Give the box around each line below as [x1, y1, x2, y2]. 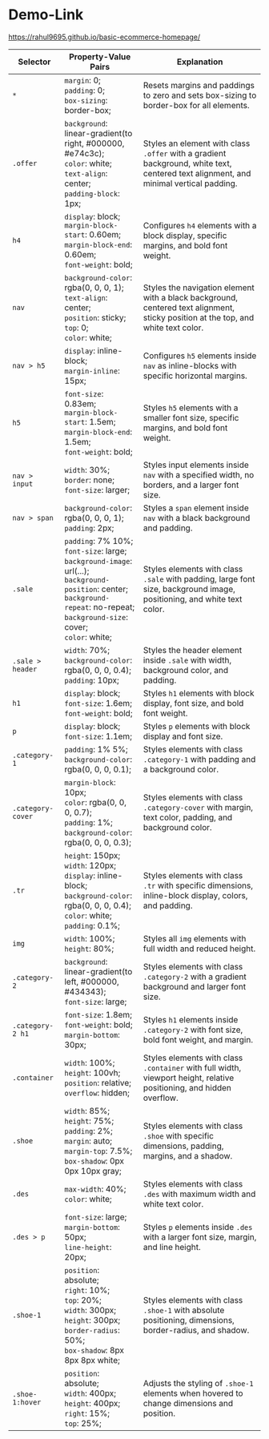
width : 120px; [63, 860, 117, 871]
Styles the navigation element [143, 282, 255, 293]
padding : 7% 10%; [63, 535, 134, 546]
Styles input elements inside [143, 459, 250, 470]
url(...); [63, 565, 90, 576]
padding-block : [63, 187, 120, 199]
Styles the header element [143, 644, 243, 655]
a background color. [143, 764, 219, 775]
